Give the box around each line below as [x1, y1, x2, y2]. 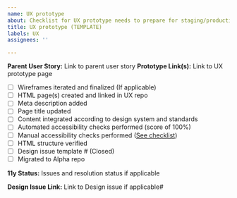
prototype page [7, 70, 53, 78]
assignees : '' [7, 37, 49, 44]
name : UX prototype [7, 10, 65, 18]
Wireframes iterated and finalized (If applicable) [17, 83, 157, 92]
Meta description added [17, 99, 87, 108]
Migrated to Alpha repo [17, 154, 85, 163]
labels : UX [7, 30, 39, 37]
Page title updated [17, 107, 71, 116]
